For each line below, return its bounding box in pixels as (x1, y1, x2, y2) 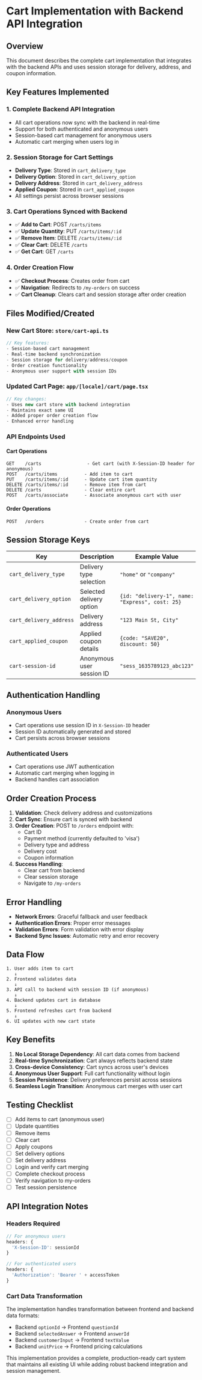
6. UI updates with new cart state (6, 1018, 96, 1024)
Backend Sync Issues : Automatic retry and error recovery (14, 932, 159, 939)
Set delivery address (14, 1156, 66, 1163)
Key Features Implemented (6, 87, 109, 97)
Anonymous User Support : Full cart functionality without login (14, 1070, 170, 1077)
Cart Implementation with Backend (6, 4, 183, 18)
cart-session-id (9, 663, 56, 670)
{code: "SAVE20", (120, 635, 170, 642)
